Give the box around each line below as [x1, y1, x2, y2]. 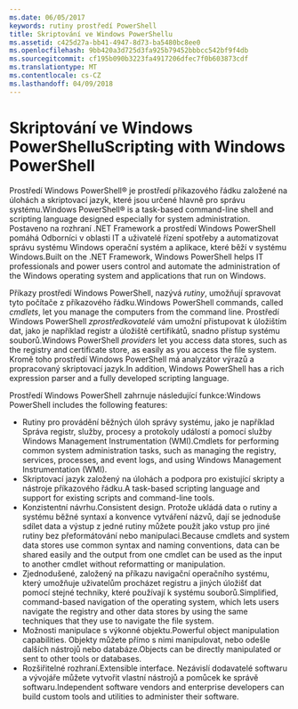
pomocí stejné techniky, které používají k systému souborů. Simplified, [21, 587, 278, 598]
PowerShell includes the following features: [9, 399, 168, 410]
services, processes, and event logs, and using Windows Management [21, 454, 282, 465]
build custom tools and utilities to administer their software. [21, 691, 239, 702]
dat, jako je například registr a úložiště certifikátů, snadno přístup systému [9, 325, 280, 336]
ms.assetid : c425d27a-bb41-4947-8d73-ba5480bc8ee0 [9, 37, 201, 47]
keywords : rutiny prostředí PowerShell [9, 21, 157, 30]
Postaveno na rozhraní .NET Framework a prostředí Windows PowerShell [9, 223, 276, 233]
